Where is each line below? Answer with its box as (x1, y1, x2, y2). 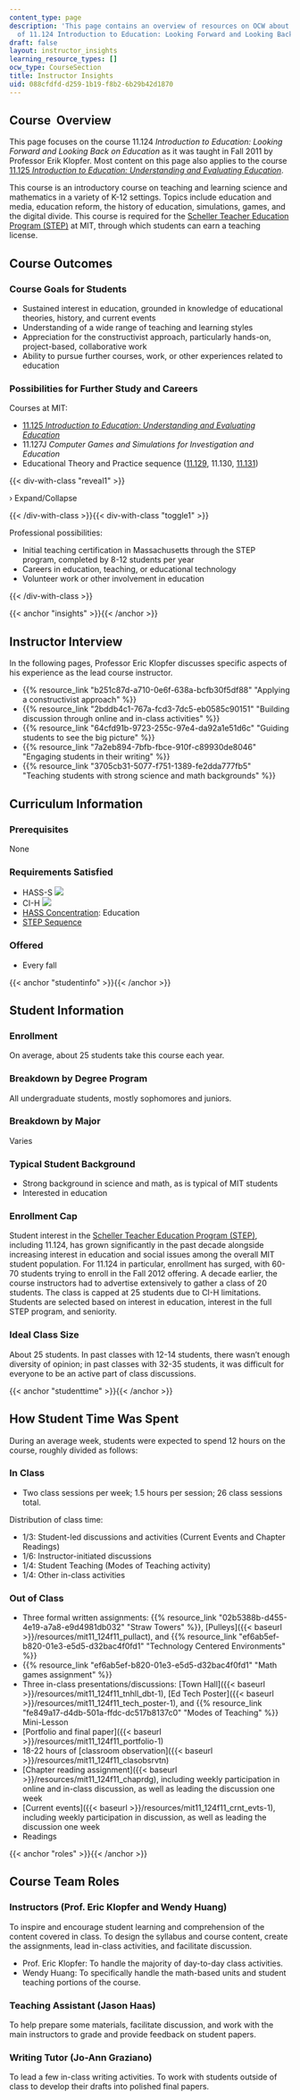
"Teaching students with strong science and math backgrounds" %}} (21, 771, 277, 781)
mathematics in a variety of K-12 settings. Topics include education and (9, 192, 272, 202)
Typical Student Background (9, 1157, 136, 1170)
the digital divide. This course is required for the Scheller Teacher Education (9, 211, 289, 222)
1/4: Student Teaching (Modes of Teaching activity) (21, 1559, 212, 1571)
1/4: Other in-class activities (21, 1569, 126, 1580)
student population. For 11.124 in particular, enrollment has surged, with (9, 1259, 271, 1269)
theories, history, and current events (21, 312, 156, 323)
